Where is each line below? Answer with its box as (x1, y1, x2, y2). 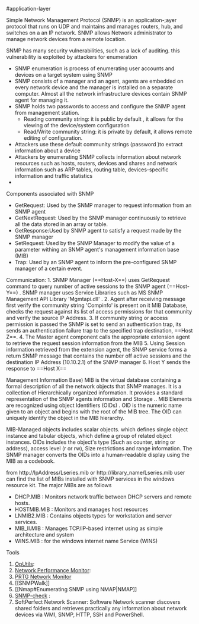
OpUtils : (14, 560, 35, 567)
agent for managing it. (14, 96, 69, 104)
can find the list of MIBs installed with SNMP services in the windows (6, 475, 175, 482)
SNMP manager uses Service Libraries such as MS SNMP (22, 289, 163, 296)
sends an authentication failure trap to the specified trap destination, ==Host (6, 327, 193, 334)
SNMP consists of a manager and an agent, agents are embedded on (14, 77, 184, 84)
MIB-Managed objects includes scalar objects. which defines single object (6, 426, 188, 433)
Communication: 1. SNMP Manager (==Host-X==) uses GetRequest (6, 277, 170, 283)
